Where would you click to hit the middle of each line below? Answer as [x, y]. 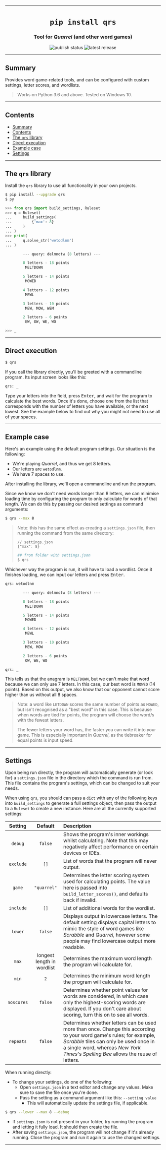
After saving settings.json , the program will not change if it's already [83, 1132]
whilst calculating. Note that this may [106, 840]
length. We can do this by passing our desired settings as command [74, 504]
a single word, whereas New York [102, 1048]
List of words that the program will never [110, 861]
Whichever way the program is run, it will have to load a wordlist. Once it [79, 570]
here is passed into [85, 888]
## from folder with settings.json [54, 555]
